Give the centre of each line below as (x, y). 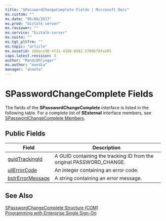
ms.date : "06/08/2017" (28, 19)
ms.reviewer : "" (22, 28)
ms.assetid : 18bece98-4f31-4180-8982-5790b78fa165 (58, 51)
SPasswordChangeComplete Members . (45, 118)
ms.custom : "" (20, 14)
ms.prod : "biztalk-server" (33, 23)
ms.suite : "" (19, 38)
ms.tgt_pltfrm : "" (24, 42)
